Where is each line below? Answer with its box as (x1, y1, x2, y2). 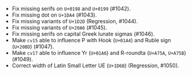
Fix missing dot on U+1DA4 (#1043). (11, 11, 97, 18)
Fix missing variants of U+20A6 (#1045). (11, 24, 108, 31)
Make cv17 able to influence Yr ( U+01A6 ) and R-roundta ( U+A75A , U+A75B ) (11, 49, 187, 56)
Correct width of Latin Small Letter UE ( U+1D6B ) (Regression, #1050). (11, 62, 179, 69)
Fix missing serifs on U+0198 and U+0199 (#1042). (11, 5, 131, 12)
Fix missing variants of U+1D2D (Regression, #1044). (11, 18, 138, 24)
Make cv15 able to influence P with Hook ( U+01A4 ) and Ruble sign (11, 37, 172, 43)
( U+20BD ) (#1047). (11, 43, 54, 50)
